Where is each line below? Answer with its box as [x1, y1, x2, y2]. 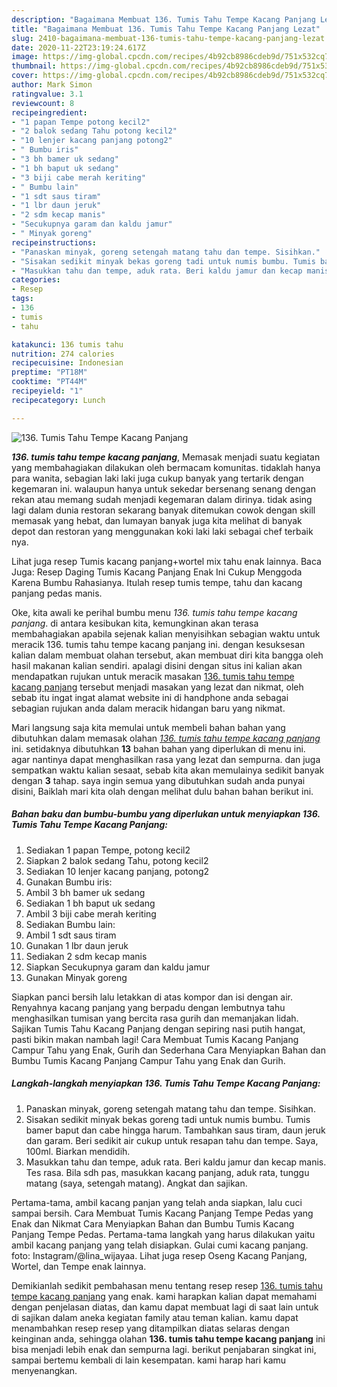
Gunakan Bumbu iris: [25, 876, 113, 888]
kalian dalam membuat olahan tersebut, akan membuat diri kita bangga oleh [11, 649, 324, 661]
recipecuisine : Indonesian [11, 358, 124, 368]
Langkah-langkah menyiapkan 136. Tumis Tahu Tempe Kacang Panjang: [11, 1077, 321, 1090]
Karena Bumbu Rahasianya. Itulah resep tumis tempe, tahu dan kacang [11, 576, 303, 588]
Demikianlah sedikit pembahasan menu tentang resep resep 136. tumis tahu [11, 1279, 323, 1291]
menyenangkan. [11, 1364, 78, 1376]
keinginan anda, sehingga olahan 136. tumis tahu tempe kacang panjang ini [11, 1332, 326, 1345]
